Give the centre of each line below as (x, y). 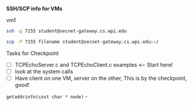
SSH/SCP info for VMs (34, 9)
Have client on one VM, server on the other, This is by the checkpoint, (101, 78)
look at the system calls (44, 71)
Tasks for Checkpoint (33, 53)
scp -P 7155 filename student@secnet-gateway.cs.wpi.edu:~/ (83, 42)
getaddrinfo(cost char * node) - (47, 96)
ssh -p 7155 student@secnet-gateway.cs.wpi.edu (67, 31)
